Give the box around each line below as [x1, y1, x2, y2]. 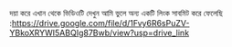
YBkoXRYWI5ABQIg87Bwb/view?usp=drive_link [9, 27, 190, 38]
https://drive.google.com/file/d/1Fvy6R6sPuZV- [12, 18, 190, 28]
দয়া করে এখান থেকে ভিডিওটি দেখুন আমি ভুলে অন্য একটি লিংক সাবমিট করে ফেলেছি [9, 8, 224, 18]
